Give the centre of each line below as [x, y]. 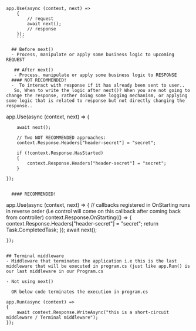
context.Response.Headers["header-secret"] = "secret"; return [82, 223]
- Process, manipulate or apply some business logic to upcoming [93, 54]
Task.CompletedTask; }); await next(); [52, 230]
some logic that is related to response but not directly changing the [95, 101]
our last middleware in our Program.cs [55, 271]
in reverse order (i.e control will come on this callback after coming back [93, 211]
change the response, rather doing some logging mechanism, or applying [97, 95]
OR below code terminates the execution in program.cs [80, 292]
